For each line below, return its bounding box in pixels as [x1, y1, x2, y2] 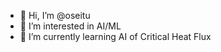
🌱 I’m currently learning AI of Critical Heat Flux [19, 31, 212, 42]
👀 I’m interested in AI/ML [19, 20, 122, 32]
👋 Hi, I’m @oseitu [19, 10, 91, 21]
